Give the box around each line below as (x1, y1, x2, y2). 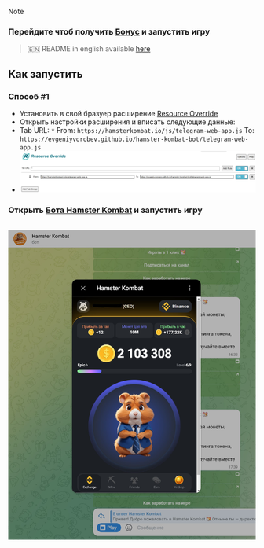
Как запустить (8, 67, 83, 81)
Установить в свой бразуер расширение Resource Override (19, 108, 218, 118)
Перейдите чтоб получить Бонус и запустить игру (8, 26, 211, 37)
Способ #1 (8, 90, 49, 101)
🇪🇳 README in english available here (27, 44, 151, 53)
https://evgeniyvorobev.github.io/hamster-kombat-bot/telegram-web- (19, 135, 249, 143)
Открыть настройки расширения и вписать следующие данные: (19, 117, 236, 127)
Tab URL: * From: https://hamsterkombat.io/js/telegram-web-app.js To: (19, 125, 255, 134)
